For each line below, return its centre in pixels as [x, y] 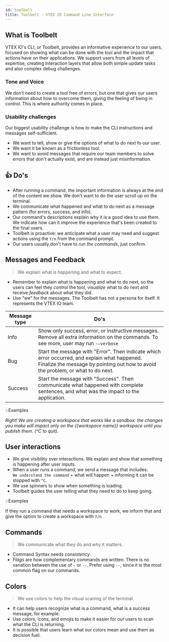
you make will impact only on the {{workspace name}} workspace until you [83, 426]
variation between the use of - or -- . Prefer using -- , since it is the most [87, 565]
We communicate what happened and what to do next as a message [83, 206]
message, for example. [36, 613]
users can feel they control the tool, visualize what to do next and [80, 287]
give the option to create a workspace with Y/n [54, 517]
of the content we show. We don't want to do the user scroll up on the [85, 196]
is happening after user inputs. [44, 464]
